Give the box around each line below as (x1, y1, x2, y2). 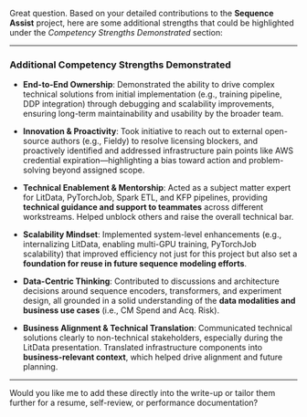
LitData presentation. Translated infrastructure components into (22, 342, 263, 353)
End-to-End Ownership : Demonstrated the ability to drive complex (22, 79, 276, 90)
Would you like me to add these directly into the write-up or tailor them (9, 388, 276, 399)
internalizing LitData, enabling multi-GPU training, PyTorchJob (22, 239, 257, 250)
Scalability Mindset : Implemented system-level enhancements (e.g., (22, 229, 281, 240)
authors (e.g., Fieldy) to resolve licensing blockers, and (50, 136, 259, 147)
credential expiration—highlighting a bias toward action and (22, 155, 247, 166)
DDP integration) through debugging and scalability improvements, (22, 99, 275, 109)
